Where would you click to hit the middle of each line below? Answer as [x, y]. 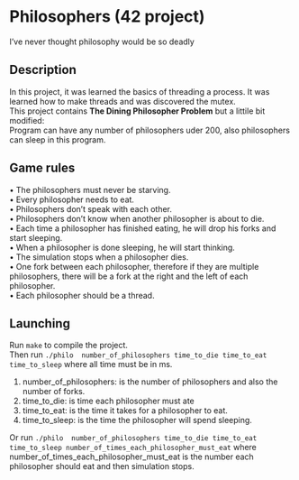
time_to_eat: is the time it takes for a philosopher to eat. [125, 411]
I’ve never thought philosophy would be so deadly [102, 42]
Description [43, 70]
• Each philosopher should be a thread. [82, 295]
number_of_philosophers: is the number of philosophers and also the [150, 382]
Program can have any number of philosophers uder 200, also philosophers [150, 130]
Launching [40, 323]
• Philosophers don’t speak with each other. [91, 208]
